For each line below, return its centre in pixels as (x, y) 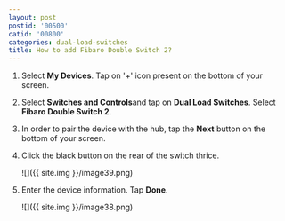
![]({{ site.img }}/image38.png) (77, 207)
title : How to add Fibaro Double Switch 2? (90, 51)
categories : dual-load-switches (68, 42)
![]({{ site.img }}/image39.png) (77, 173)
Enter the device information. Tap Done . (94, 190)
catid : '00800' (37, 34)
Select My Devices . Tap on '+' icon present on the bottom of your (142, 75)
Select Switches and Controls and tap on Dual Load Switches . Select (149, 102)
